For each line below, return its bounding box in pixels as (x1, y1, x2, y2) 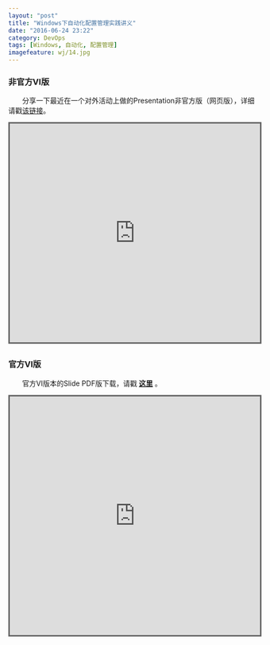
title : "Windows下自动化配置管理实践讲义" (8, 19, 137, 27)
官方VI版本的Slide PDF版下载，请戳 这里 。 (22, 379, 163, 388)
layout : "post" (8, 11, 59, 20)
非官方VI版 (8, 76, 50, 87)
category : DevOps (8, 33, 66, 42)
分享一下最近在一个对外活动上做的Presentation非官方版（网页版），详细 (22, 96, 256, 106)
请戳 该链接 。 (8, 106, 50, 115)
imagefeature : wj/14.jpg (8, 49, 91, 56)
